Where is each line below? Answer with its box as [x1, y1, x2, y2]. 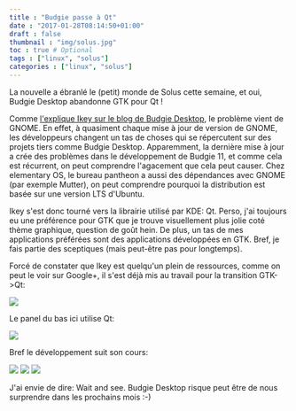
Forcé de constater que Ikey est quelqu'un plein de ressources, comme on [9, 260, 281, 271]
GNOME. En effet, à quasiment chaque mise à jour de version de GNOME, [9, 122, 277, 133]
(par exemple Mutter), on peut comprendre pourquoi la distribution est [9, 179, 266, 190]
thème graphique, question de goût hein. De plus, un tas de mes [9, 224, 244, 235]
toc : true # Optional [9, 46, 93, 55]
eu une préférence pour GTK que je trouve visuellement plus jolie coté [9, 214, 266, 226]
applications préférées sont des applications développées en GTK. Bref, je [9, 234, 280, 244]
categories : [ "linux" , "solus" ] [9, 63, 133, 72]
